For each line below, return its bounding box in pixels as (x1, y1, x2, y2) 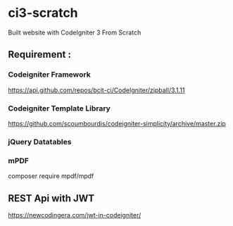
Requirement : (8, 49, 72, 61)
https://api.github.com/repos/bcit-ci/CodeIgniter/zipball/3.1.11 (8, 86, 185, 94)
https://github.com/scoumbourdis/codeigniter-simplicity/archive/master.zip (8, 119, 226, 127)
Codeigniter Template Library (8, 103, 111, 113)
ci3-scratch (8, 5, 78, 21)
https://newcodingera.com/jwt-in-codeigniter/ (8, 211, 141, 219)
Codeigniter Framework (8, 70, 91, 80)
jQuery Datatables (8, 137, 72, 146)
